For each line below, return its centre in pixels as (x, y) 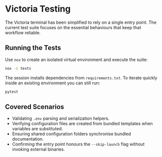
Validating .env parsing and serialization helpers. (61, 118)
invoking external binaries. (38, 149)
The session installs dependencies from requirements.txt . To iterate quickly (81, 78)
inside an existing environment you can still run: (53, 83)
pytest (12, 92)
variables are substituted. (37, 129)
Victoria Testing (38, 9)
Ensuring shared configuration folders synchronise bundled (71, 134)
